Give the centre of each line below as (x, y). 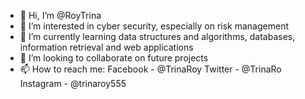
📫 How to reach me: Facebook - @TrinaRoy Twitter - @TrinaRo (150, 69)
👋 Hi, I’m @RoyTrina (60, 15)
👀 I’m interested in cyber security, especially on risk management (154, 26)
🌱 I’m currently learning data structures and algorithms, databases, (157, 36)
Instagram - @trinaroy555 (73, 83)
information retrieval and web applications (106, 47)
